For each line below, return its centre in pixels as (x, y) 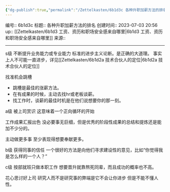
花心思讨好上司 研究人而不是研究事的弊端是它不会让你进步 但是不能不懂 (80, 178)
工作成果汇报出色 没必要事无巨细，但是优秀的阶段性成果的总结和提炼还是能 (83, 122)
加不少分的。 (18, 128)
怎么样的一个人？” (28, 156)
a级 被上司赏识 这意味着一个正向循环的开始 (50, 111)
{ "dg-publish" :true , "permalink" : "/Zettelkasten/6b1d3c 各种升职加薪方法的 (82, 10)
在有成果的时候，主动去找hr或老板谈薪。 (55, 94)
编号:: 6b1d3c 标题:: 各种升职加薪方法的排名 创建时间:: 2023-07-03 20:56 (81, 25)
